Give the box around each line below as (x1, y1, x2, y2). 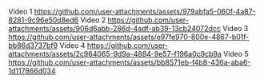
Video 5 (222, 49, 250, 58)
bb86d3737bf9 (8, 41, 58, 50)
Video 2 (79, 15, 106, 25)
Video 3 (222, 24, 249, 33)
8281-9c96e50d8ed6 (8, 15, 78, 25)
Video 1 (8, 7, 33, 16)
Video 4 (59, 41, 86, 50)
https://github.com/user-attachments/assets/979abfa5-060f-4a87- (34, 7, 256, 16)
